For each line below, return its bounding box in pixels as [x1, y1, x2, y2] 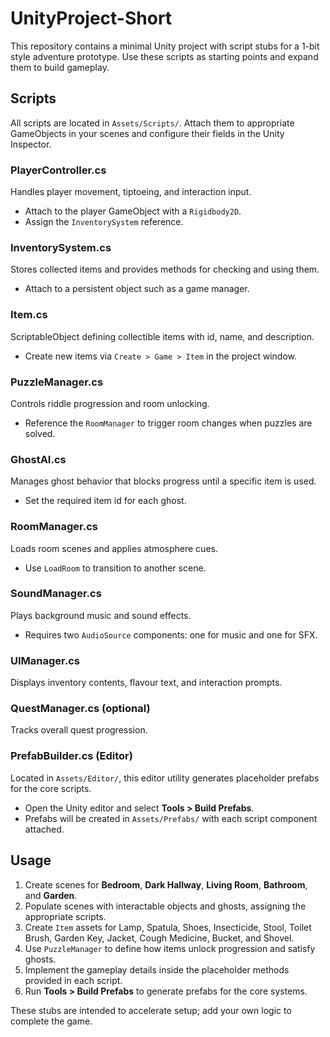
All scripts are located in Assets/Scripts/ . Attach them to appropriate [10, 117, 295, 129]
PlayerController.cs [10, 163, 107, 177]
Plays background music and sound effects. [10, 609, 192, 621]
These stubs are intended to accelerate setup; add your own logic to [10, 1004, 292, 1016]
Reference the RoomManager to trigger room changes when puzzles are [24, 417, 313, 429]
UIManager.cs [10, 653, 80, 667]
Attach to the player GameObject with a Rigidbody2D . [24, 205, 242, 217]
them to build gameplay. [10, 61, 110, 73]
